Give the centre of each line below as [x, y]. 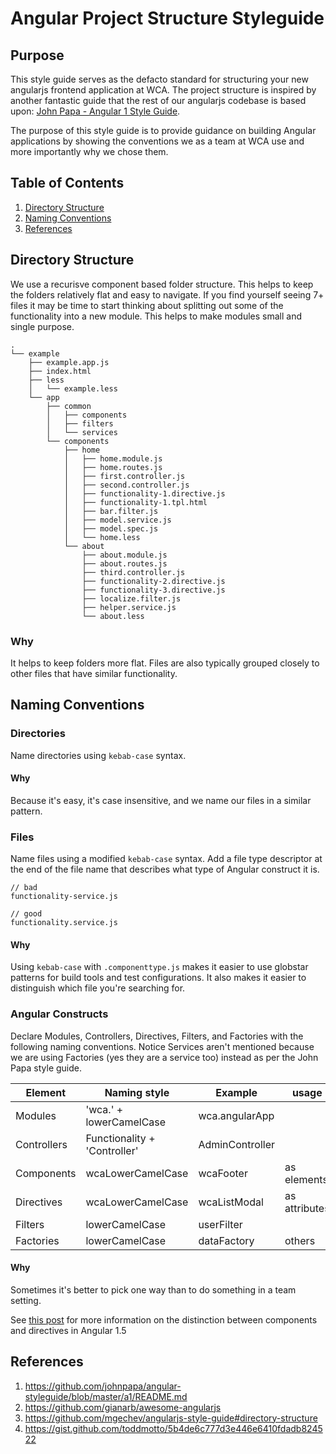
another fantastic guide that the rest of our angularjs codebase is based [158, 100]
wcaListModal [231, 1202]
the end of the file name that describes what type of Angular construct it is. [165, 869]
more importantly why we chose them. [89, 151]
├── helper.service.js [129, 607]
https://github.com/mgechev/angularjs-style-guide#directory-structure [171, 1418]
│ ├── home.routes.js [113, 467]
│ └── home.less [102, 537]
